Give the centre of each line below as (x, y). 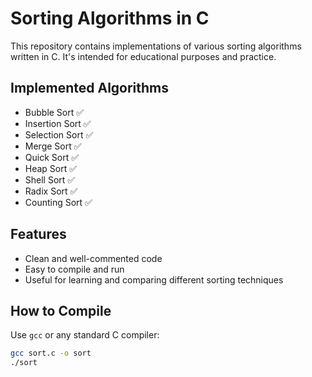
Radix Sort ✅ (51, 191)
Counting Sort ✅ (58, 202)
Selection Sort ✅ (59, 134)
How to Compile (61, 310)
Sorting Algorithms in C (110, 18)
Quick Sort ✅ (52, 157)
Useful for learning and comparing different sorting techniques (154, 279)
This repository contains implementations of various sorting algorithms (156, 46)
